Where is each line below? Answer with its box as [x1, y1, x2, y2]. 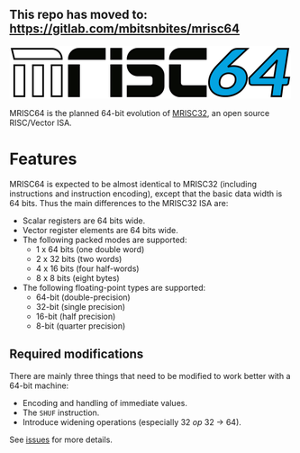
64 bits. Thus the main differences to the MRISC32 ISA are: [9, 197, 229, 208]
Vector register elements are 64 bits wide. [22, 224, 178, 235]
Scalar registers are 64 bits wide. [22, 215, 146, 226]
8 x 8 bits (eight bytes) [35, 272, 120, 283]
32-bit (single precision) [35, 301, 126, 312]
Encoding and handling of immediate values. [22, 397, 187, 408]
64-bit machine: [9, 380, 69, 391]
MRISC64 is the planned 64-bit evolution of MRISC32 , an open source [9, 107, 270, 118]
